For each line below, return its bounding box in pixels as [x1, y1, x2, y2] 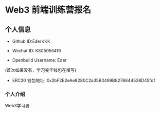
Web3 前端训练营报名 [5, 4, 91, 16]
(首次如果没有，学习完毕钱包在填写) [5, 67, 77, 73]
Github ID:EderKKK [12, 38, 51, 44]
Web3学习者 [5, 103, 30, 109]
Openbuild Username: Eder [12, 57, 67, 63]
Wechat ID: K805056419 [12, 48, 61, 53]
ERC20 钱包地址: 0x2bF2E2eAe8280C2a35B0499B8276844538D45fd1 [12, 78, 156, 83]
